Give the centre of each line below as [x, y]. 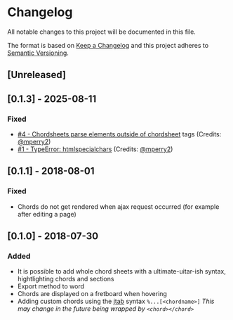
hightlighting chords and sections [66, 279]
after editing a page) [47, 214]
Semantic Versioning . [38, 53]
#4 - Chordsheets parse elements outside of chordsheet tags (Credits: [119, 134]
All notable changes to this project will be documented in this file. [102, 32]
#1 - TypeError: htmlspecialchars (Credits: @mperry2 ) [95, 149]
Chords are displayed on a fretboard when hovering [92, 294]
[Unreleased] [37, 75]
